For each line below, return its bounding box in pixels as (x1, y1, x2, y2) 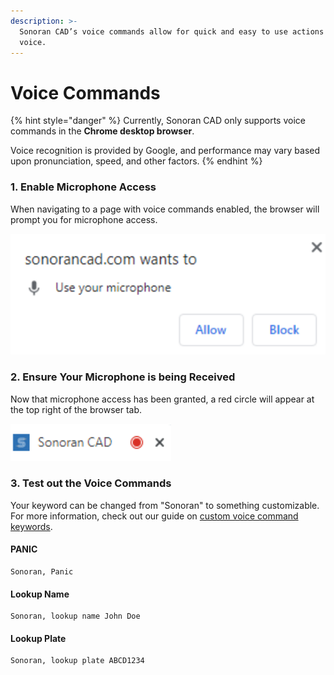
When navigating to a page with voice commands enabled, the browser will (10, 203, 320, 215)
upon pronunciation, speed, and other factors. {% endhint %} (10, 155, 263, 167)
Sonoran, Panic (10, 567, 74, 577)
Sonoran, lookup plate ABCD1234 (10, 656, 145, 666)
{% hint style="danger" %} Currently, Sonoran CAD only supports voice (10, 115, 306, 127)
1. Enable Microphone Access (10, 180, 157, 194)
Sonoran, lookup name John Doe (10, 611, 141, 622)
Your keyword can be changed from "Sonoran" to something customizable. (10, 499, 320, 511)
